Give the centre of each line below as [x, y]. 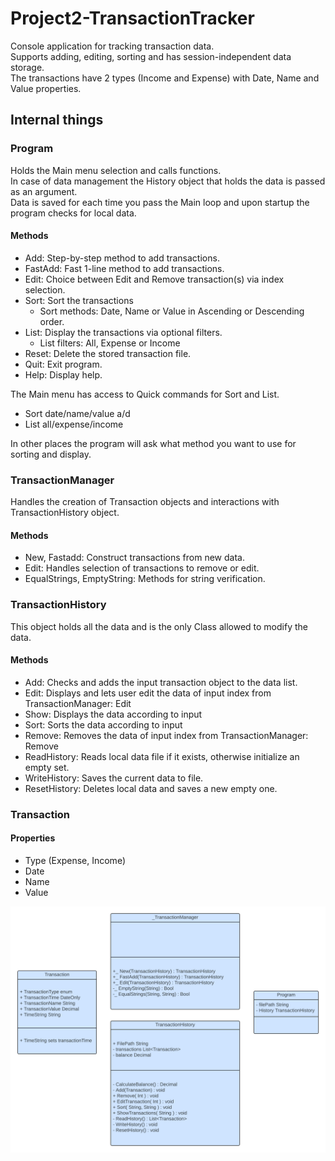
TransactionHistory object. [65, 513]
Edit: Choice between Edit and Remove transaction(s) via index [154, 279]
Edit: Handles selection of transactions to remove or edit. [142, 568]
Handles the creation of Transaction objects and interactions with [145, 502]
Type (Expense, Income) [75, 860]
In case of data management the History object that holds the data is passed [168, 181]
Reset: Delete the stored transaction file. [108, 353]
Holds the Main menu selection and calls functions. [116, 170]
